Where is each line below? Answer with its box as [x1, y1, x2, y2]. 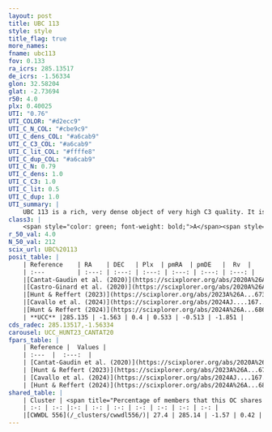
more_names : [8, 42, 49, 50]
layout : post [8, 11, 53, 20]
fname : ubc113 [8, 49, 57, 58]
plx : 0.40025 [8, 102, 53, 110]
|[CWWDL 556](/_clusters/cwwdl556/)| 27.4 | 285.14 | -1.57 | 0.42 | [23, 411, 263, 420]
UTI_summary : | [8, 200, 60, 208]
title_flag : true [8, 34, 67, 43]
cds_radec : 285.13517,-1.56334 [8, 321, 114, 329]
